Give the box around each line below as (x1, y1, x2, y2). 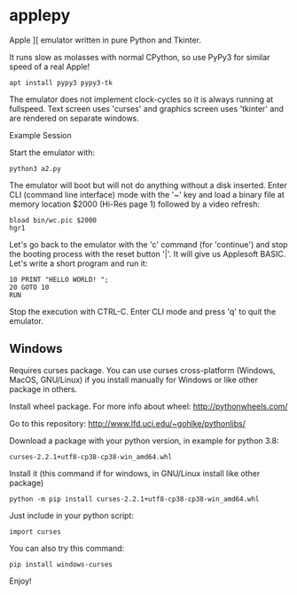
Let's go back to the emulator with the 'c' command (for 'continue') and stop (9, 239, 288, 249)
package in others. (9, 383, 78, 395)
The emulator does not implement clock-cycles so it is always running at (9, 94, 274, 105)
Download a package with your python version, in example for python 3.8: (9, 435, 279, 446)
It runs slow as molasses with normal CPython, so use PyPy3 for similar (9, 51, 270, 62)
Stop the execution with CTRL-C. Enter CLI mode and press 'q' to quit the (9, 306, 277, 317)
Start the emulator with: (9, 147, 96, 158)
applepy (9, 5, 71, 26)
